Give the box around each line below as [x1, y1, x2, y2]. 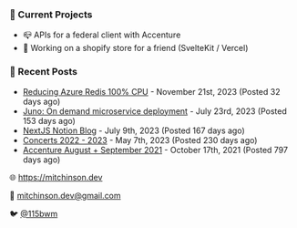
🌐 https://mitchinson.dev [9, 171, 103, 182]
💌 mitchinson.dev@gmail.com [9, 190, 121, 201]
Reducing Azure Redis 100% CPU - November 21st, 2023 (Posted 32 [22, 86, 281, 97]
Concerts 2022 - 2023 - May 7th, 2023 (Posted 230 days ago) [22, 134, 258, 145]
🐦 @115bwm [9, 208, 58, 219]
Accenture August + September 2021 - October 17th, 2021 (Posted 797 [22, 144, 289, 155]
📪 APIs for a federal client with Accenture [22, 29, 181, 40]
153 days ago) [22, 115, 76, 126]
